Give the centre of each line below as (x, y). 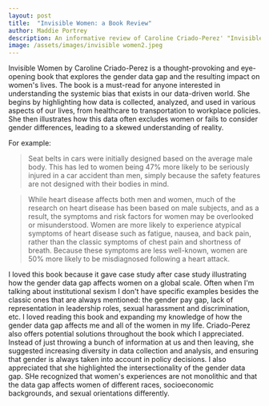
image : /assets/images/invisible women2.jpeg (85, 46)
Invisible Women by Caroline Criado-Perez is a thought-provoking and (124, 68)
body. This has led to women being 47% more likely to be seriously (139, 167)
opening (22, 77)
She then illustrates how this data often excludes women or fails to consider (133, 119)
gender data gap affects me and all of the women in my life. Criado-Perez (129, 325)
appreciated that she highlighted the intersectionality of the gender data (127, 368)
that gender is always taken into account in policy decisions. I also (117, 360)
